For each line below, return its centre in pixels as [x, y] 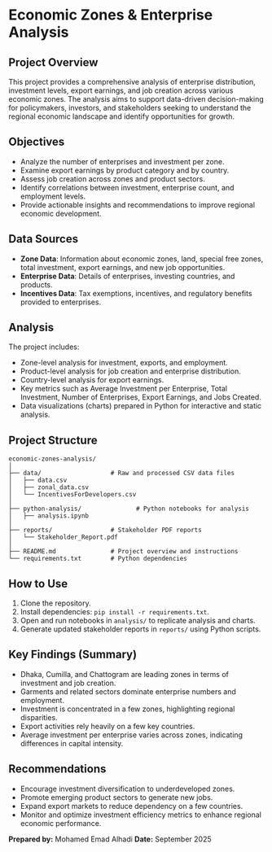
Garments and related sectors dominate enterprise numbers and [128, 691]
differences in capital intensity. [72, 743]
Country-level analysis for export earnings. [92, 380]
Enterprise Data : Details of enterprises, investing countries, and [127, 276]
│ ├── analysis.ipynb [49, 516]
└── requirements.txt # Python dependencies [98, 559]
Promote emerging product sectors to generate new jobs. [116, 797]
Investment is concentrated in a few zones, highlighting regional [127, 709]
